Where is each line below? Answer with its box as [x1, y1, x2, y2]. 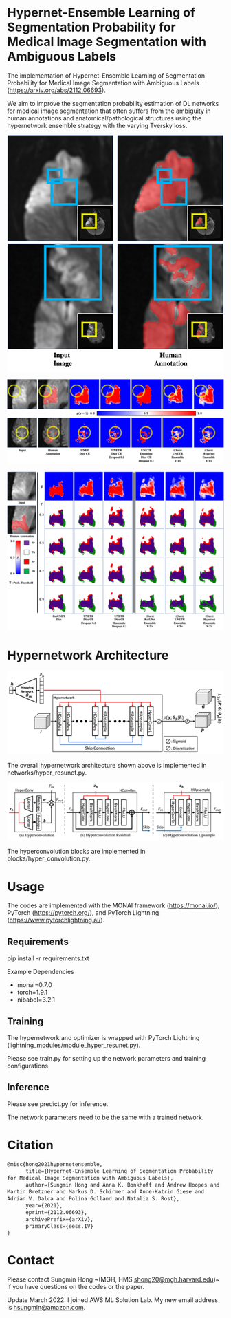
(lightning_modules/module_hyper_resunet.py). [7, 1041, 141, 1049]
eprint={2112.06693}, [25, 1209, 88, 1216]
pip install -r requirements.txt [7, 954, 89, 962]
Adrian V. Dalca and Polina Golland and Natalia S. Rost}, [7, 1195, 180, 1202]
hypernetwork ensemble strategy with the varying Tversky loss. [7, 121, 188, 129]
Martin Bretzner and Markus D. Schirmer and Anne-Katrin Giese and [7, 1188, 205, 1195]
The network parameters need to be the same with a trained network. [7, 1113, 204, 1121]
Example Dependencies [7, 968, 74, 976]
